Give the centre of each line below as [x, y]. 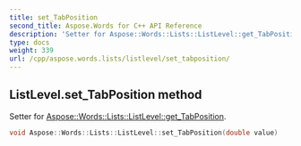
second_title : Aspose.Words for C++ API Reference [106, 26]
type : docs [30, 42]
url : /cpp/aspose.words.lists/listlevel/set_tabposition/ [120, 59]
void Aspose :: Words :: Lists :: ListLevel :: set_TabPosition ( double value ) [144, 133]
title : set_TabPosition [54, 17]
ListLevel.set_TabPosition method [106, 95]
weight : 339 [31, 51]
